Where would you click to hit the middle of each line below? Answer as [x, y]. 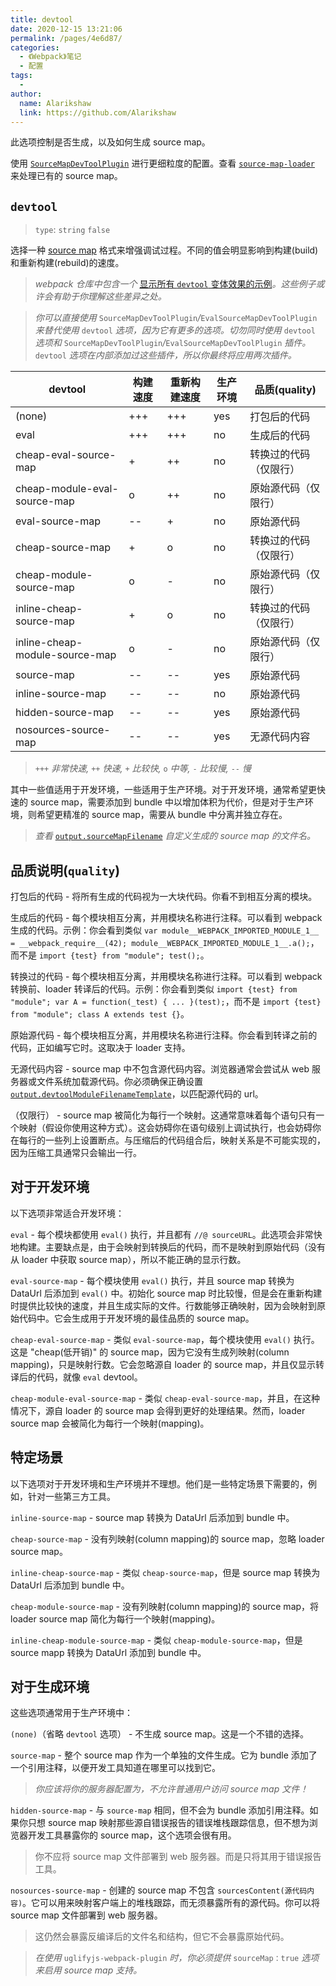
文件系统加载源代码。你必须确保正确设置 [119, 1081]
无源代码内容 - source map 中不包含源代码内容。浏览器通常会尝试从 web [160, 1069]
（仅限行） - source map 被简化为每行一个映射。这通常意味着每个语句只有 [163, 1115]
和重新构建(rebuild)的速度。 [67, 263]
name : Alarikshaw [55, 103]
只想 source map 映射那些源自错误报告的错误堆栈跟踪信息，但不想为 [168, 1823]
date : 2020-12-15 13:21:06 [66, 29]
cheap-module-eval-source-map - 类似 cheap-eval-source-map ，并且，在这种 [165, 1398]
